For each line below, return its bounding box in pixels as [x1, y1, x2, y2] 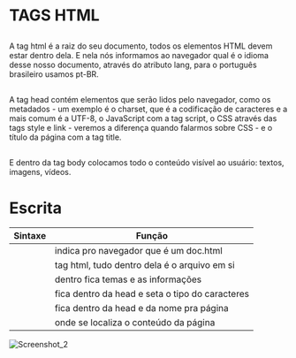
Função [135, 230, 169, 242]
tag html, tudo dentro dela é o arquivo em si [54, 259, 236, 271]
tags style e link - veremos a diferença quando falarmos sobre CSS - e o [9, 122, 273, 133]
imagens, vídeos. [9, 167, 72, 178]
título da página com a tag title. [9, 132, 122, 142]
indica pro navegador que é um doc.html [54, 245, 223, 257]
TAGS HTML [9, 5, 100, 26]
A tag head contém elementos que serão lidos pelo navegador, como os [9, 94, 271, 104]
